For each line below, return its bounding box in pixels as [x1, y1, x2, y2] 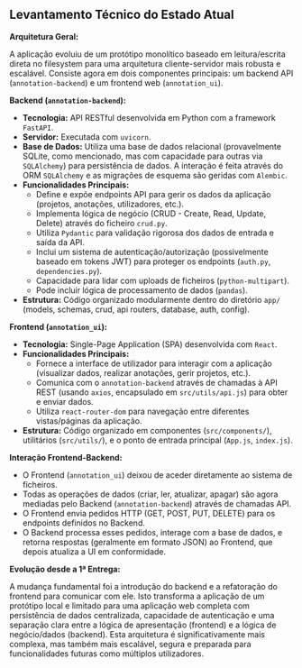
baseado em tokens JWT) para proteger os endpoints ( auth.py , [35, 256, 271, 267]
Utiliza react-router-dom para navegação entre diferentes [35, 406, 250, 416]
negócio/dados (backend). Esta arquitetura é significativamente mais [9, 628, 266, 639]
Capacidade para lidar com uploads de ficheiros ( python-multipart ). [35, 275, 290, 286]
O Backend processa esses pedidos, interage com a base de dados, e [22, 526, 283, 537]
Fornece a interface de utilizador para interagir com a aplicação [35, 358, 272, 369]
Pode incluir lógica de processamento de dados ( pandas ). [35, 284, 248, 296]
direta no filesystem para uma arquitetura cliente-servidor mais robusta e [9, 58, 281, 69]
